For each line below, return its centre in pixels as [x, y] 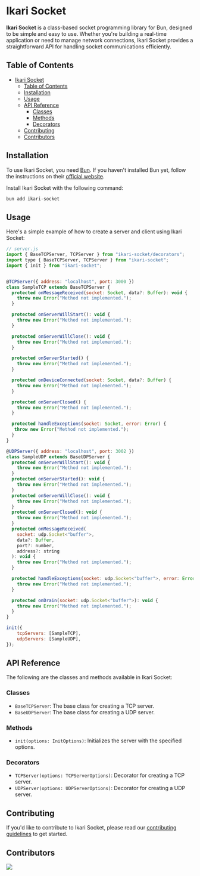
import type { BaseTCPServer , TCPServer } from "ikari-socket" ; [87, 260]
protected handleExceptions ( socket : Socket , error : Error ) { [89, 424]
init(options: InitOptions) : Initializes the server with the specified [98, 741]
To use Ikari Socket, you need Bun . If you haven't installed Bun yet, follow [96, 170]
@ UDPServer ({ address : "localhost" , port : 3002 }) [70, 451]
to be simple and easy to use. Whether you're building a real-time [86, 33]
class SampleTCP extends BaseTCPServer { [58, 287]
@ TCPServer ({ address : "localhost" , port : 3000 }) [70, 282]
